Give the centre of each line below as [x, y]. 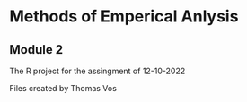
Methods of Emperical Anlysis [124, 17]
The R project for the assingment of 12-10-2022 [97, 71]
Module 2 [36, 50]
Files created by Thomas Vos [63, 88]
